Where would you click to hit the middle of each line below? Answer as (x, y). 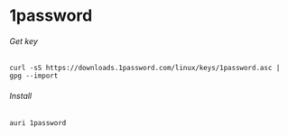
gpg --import (34, 76)
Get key (24, 41)
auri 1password (38, 122)
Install (21, 95)
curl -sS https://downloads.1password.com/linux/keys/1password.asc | (145, 68)
